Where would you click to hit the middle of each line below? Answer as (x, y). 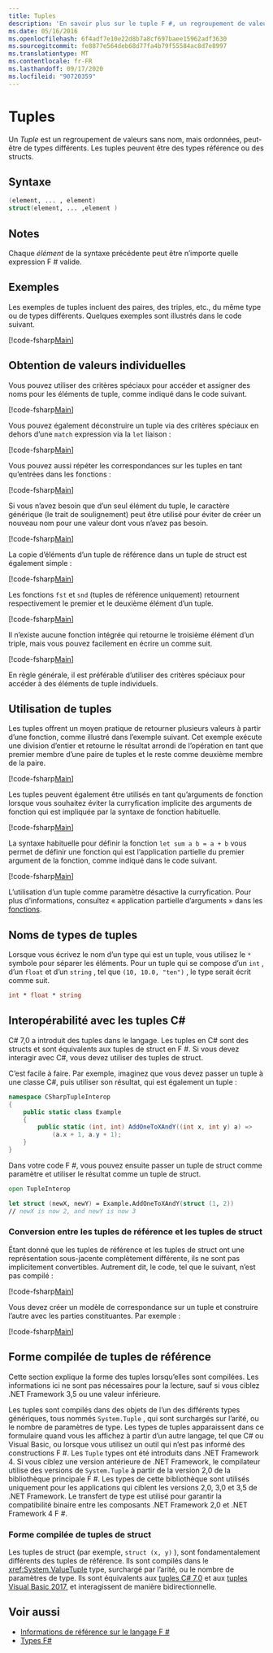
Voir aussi (34, 1612)
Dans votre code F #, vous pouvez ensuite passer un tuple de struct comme (135, 1165)
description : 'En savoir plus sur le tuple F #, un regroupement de (127, 24)
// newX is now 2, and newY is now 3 (72, 1211)
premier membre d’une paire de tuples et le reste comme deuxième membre (136, 755)
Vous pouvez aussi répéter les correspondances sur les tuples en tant (125, 465)
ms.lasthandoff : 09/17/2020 (56, 69)
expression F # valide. (45, 262)
